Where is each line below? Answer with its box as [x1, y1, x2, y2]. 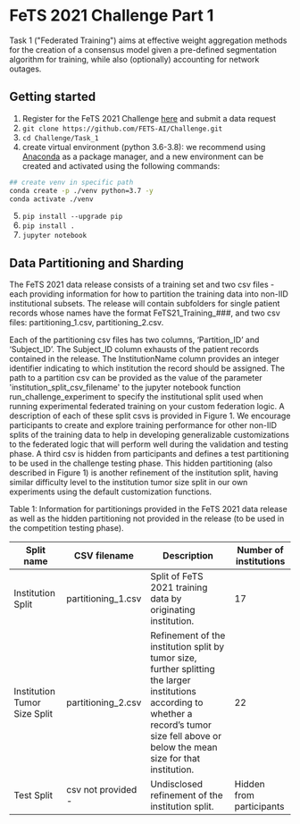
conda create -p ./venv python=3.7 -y [9, 186, 154, 195]
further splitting [150, 663, 216, 676]
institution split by [150, 641, 225, 653]
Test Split [13, 789, 54, 802]
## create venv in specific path [9, 178, 134, 187]
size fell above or [150, 730, 221, 743]
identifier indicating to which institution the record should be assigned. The [9, 363, 286, 374]
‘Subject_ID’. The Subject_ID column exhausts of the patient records [9, 344, 259, 355]
